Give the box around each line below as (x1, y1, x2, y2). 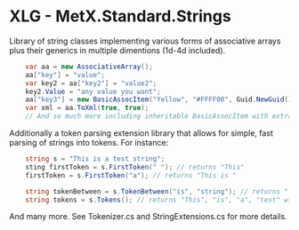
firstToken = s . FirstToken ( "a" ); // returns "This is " (25, 171, 238, 179)
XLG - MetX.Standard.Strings (9, 6, 231, 27)
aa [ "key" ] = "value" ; (25, 70, 105, 79)
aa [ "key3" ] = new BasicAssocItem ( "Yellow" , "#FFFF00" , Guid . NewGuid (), (25, 95, 296, 104)
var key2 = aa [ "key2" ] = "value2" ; (25, 78, 158, 88)
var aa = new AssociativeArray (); (25, 62, 153, 71)
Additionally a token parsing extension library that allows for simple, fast (9, 128, 274, 139)
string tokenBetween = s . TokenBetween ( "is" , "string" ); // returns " (25, 186, 289, 196)
